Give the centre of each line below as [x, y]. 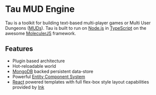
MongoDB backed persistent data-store [53, 71]
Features [19, 49]
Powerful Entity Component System [49, 76]
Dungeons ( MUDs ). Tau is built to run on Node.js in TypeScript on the [76, 28]
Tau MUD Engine [40, 9]
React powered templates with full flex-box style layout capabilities [81, 82]
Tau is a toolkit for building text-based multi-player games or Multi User [78, 23]
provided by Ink [28, 87]
